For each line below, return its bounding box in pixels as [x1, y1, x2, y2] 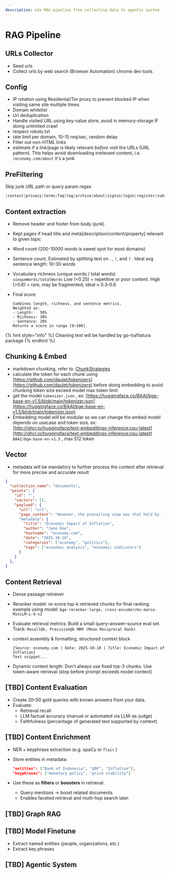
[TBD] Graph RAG [5, 810, 61, 818]
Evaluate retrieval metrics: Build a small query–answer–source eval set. [12, 621, 161, 626]
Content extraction [5, 207, 66, 216]
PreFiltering [5, 170, 43, 179]
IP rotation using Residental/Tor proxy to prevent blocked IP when [12, 96, 150, 102]
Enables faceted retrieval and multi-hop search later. [20, 795, 130, 801]
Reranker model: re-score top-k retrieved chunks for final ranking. [12, 601, 151, 607]
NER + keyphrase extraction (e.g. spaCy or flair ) [12, 746, 117, 752]
